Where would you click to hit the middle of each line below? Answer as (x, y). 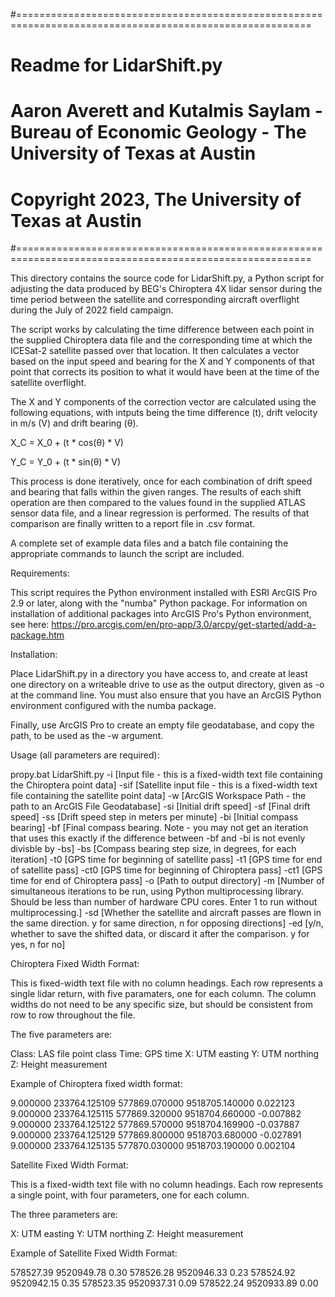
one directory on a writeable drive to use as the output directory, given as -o (167, 685)
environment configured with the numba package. (113, 706)
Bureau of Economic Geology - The (158, 132)
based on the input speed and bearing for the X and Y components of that (162, 361)
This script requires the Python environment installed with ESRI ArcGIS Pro (164, 593)
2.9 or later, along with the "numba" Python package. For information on (159, 603)
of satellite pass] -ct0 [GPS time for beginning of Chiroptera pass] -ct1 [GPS (166, 870)
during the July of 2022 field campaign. (92, 310)
